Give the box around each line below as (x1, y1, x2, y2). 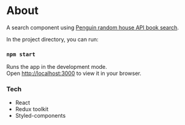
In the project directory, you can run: (6, 35, 99, 43)
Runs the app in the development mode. (6, 63, 107, 71)
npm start (6, 51, 36, 58)
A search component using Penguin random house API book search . (6, 24, 179, 31)
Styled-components (15, 112, 66, 119)
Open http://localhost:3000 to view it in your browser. (6, 70, 142, 77)
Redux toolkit (15, 105, 49, 113)
